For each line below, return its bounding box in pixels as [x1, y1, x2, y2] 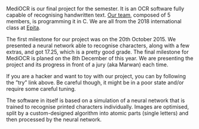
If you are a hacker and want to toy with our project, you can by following [6, 73, 186, 79]
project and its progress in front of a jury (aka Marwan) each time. [6, 61, 169, 68]
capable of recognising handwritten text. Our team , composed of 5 [6, 11, 171, 19]
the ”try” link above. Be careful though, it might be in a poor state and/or [6, 79, 184, 86]
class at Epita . [6, 24, 41, 31]
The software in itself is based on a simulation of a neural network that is [6, 97, 185, 104]
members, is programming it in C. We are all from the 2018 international [6, 18, 182, 24]
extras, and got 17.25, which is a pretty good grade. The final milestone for [6, 48, 189, 56]
